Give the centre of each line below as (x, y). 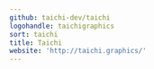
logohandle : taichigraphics (62, 26)
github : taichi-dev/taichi (60, 17)
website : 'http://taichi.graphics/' (78, 51)
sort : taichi (34, 34)
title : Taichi (36, 43)
